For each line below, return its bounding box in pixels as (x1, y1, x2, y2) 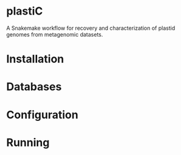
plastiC (6, 4, 43, 18)
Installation (6, 52, 64, 66)
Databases (6, 80, 62, 94)
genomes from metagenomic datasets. (6, 30, 103, 38)
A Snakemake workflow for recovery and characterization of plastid (6, 24, 176, 32)
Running (6, 136, 50, 150)
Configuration (6, 108, 79, 122)
